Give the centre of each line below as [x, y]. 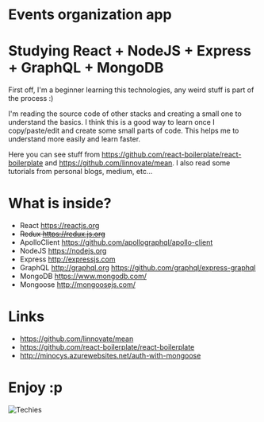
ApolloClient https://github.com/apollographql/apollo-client [116, 242]
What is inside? [60, 203]
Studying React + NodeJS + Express [130, 51]
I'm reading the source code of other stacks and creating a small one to [125, 114]
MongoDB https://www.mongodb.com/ [83, 277]
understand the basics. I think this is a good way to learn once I [112, 122]
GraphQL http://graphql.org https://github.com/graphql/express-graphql [138, 268]
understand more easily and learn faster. [75, 139]
